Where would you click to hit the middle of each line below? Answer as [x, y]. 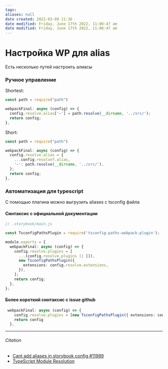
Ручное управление [31, 79]
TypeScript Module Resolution [43, 361]
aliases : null [20, 14]
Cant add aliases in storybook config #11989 [58, 356]
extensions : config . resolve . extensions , [66, 265]
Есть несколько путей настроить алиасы [49, 67]
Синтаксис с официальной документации [51, 213]
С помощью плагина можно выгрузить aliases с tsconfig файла [72, 202]
